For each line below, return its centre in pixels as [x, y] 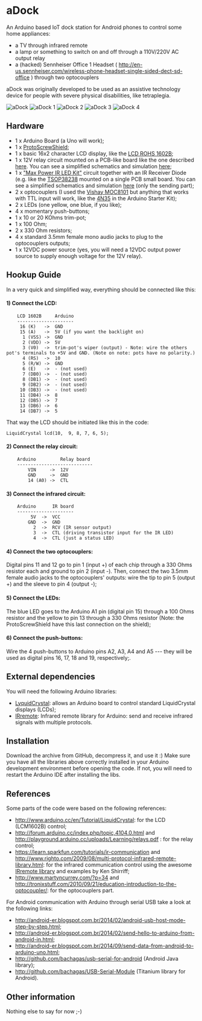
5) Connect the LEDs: [33, 598]
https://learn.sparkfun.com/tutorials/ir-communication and [88, 852]
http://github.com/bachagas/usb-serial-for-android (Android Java [97, 959]
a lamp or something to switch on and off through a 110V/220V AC [97, 51]
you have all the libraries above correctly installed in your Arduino [88, 762]
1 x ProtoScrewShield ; [42, 147]
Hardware [25, 126]
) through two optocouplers [65, 77]
